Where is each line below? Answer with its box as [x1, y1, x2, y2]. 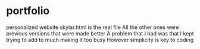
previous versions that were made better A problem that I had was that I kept [6, 30, 194, 37]
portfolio [6, 4, 50, 18]
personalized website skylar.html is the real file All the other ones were [6, 24, 180, 31]
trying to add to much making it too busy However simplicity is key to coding [6, 36, 194, 43]
